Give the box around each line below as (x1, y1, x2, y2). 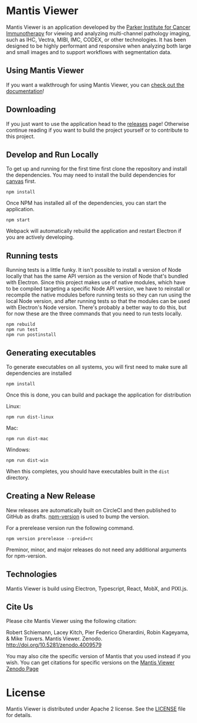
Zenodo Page (6, 665, 39, 672)
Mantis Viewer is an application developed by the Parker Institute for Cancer (6, 24, 191, 31)
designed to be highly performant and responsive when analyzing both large (6, 42, 192, 49)
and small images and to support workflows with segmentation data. (6, 48, 172, 55)
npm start (6, 217, 31, 223)
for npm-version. (6, 552, 47, 559)
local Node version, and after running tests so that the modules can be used (6, 298, 190, 305)
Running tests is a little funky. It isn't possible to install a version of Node (6, 266, 182, 274)
